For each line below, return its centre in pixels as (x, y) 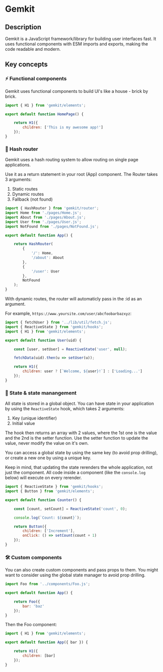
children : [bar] (39, 656)
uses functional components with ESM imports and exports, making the (77, 44)
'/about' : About (47, 258)
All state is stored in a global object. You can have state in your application (80, 403)
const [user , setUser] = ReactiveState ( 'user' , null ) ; (71, 349)
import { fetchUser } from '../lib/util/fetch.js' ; (58, 323)
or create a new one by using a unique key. (48, 458)
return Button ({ (30, 526)
